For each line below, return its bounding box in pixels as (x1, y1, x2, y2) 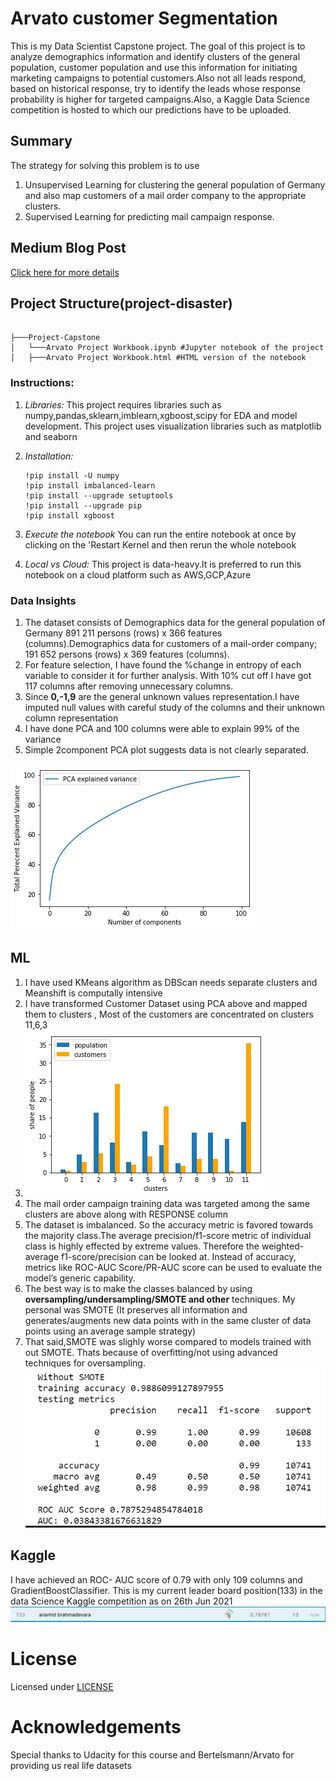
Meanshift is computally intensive (24, 987, 163, 999)
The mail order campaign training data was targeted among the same (24, 1197, 310, 1209)
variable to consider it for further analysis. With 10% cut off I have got (24, 669, 312, 681)
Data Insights (10, 593, 77, 607)
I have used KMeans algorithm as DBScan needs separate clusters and (24, 976, 318, 988)
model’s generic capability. (24, 1272, 136, 1284)
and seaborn (24, 430, 78, 442)
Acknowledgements (10, 1716, 182, 1739)
